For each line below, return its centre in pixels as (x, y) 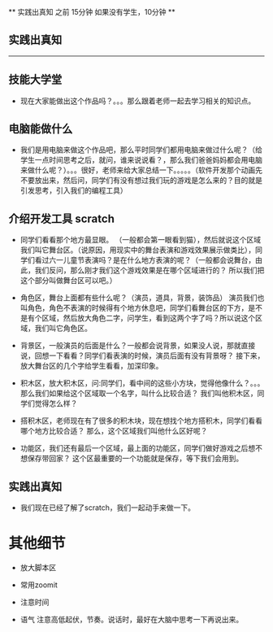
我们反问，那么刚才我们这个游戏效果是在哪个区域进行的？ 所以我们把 (149, 270)
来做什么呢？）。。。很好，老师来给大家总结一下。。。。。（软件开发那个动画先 (141, 170)
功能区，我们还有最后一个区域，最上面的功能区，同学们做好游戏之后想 (138, 448)
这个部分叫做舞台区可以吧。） (68, 281)
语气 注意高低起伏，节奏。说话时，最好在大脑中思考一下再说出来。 (132, 619)
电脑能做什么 (41, 129)
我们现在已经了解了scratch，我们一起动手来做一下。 (108, 508)
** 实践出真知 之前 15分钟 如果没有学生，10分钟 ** (92, 12)
